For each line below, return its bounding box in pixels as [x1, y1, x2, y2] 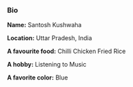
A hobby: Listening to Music [7, 60, 87, 69]
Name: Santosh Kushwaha [7, 21, 82, 29]
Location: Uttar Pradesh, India [7, 34, 92, 42]
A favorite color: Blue [7, 73, 68, 82]
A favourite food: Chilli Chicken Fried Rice [7, 47, 126, 56]
